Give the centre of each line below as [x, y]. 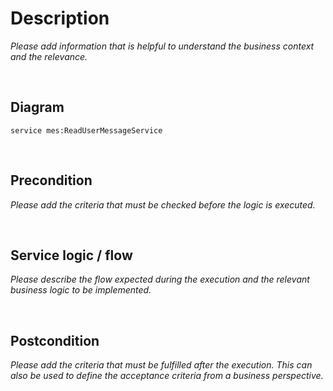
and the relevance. [49, 56]
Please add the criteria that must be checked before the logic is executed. [163, 204]
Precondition [51, 180]
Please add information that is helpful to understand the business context [162, 46]
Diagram [37, 107]
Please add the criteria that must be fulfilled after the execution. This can [161, 365]
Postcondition [55, 340]
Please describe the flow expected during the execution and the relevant [160, 279]
